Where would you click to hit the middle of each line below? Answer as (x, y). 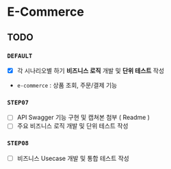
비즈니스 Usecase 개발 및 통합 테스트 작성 (73, 158)
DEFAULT (20, 56)
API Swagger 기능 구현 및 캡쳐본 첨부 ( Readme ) (83, 118)
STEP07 (18, 102)
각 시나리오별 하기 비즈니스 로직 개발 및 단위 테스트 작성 (91, 70)
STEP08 (18, 143)
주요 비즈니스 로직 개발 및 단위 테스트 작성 (73, 126)
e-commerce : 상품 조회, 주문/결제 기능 (67, 85)
